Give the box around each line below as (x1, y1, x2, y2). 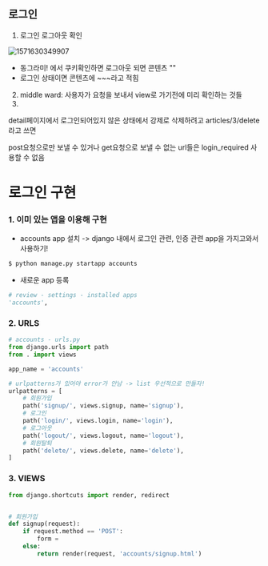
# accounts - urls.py (8, 335, 81, 344)
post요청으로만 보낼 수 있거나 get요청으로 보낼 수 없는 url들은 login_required (8, 143, 250, 152)
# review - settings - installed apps (8, 291, 138, 299)
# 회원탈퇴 (22, 439, 52, 447)
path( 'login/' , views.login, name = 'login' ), (22, 417, 174, 425)
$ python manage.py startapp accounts (8, 259, 138, 268)
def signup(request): (8, 520, 81, 528)
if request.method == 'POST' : (22, 528, 124, 536)
